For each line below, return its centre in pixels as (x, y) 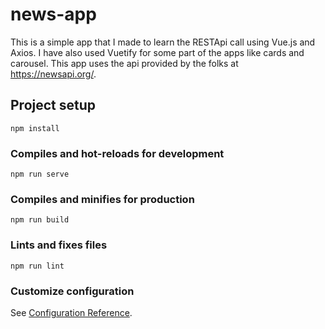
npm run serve (40, 174)
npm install (35, 128)
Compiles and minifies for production (102, 199)
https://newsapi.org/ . (53, 74)
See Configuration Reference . (71, 312)
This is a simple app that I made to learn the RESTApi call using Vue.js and (163, 42)
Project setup (53, 105)
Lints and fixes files (59, 245)
